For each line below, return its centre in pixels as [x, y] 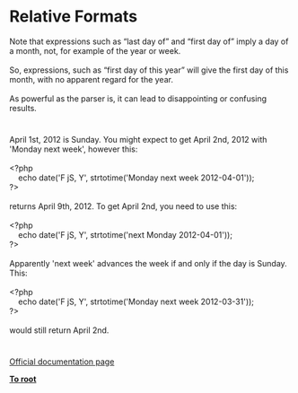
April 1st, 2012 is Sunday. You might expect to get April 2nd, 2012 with [138, 140]
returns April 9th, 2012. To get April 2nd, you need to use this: [123, 206]
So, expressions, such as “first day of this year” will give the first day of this [149, 70]
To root [23, 380]
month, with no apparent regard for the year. [91, 79]
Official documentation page [62, 362]
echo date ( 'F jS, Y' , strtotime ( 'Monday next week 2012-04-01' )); [136, 178]
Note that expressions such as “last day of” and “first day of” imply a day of [149, 41]
